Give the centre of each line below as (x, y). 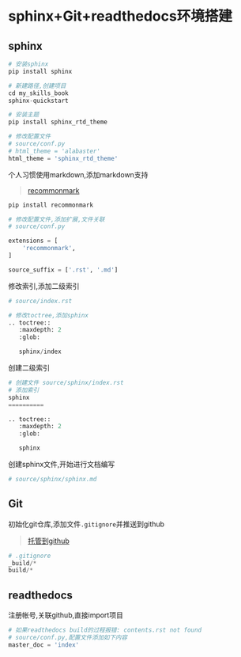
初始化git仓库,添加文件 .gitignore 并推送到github (86, 524)
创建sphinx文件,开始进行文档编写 (62, 464)
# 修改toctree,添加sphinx (49, 315)
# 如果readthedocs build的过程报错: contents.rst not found (105, 630)
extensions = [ (33, 241)
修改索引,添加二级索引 (44, 286)
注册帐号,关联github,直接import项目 (66, 615)
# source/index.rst (40, 301)
